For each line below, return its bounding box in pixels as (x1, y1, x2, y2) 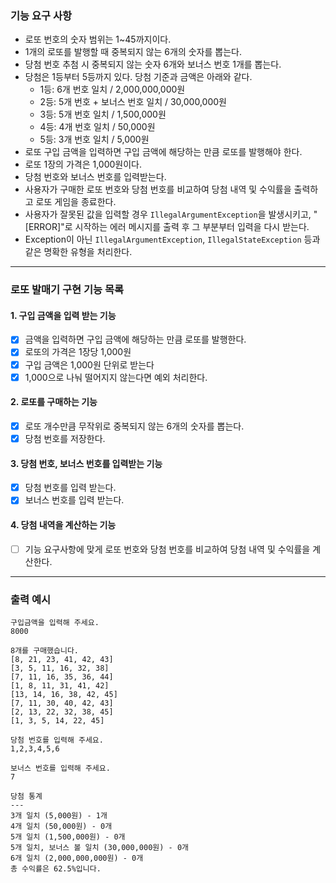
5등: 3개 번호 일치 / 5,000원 (39, 133, 150, 146)
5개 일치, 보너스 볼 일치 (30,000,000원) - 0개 (10, 842, 189, 852)
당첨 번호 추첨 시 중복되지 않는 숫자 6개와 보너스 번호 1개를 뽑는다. (24, 58, 282, 71)
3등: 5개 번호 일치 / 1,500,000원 (39, 108, 167, 121)
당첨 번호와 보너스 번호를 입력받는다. (24, 171, 167, 183)
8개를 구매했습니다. (10, 645, 79, 656)
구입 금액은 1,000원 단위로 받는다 (24, 358, 155, 371)
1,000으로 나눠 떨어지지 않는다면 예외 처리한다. (24, 371, 208, 383)
